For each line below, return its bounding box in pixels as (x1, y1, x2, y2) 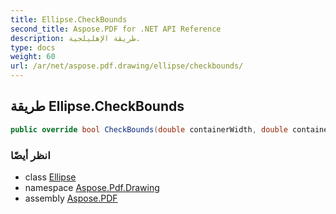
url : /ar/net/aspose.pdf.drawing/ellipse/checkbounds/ (10, 61, 244, 71)
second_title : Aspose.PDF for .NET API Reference (10, 24, 222, 34)
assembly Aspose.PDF (24, 192, 118, 204)
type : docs (10, 42, 56, 53)
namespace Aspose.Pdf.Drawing (24, 181, 160, 193)
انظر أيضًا (10, 148, 51, 162)
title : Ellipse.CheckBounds (10, 14, 128, 25)
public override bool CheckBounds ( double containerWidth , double (10, 124, 288, 135)
